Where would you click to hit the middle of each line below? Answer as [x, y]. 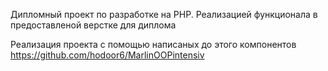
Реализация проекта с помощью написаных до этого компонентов [153, 44]
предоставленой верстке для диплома [93, 25]
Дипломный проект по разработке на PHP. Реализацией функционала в [164, 14]
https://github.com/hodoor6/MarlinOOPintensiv [107, 55]
